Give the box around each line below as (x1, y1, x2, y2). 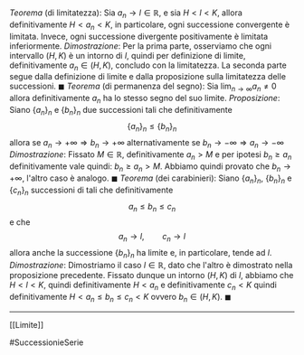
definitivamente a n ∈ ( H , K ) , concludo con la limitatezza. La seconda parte (9, 60, 287, 72)
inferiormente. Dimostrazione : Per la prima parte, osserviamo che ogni (9, 40, 272, 51)
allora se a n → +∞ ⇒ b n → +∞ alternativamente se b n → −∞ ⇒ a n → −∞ (9, 136, 285, 150)
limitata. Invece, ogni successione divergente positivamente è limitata (9, 31, 269, 42)
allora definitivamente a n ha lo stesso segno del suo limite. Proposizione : (9, 93, 280, 106)
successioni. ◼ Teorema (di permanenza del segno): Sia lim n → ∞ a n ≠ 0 (9, 80, 278, 94)
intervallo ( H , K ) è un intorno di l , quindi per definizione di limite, (9, 50, 246, 61)
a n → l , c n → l (118, 231, 186, 244)
